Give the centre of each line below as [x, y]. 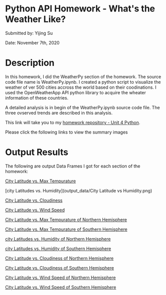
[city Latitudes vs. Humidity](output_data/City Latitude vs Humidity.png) [79, 190]
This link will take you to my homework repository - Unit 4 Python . [73, 122]
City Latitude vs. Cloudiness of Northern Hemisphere [59, 258]
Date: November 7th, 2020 [32, 42]
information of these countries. [37, 98]
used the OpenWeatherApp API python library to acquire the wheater [76, 92]
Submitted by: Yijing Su [29, 33]
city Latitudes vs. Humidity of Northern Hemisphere [58, 239]
